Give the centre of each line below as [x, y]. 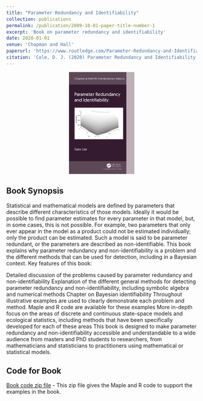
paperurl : [19, 51]
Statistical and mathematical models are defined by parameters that [91, 205]
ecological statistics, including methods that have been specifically [90, 319]
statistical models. [29, 352]
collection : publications [39, 19]
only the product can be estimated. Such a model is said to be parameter [97, 237]
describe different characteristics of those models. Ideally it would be [93, 212]
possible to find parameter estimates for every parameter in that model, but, [101, 218]
